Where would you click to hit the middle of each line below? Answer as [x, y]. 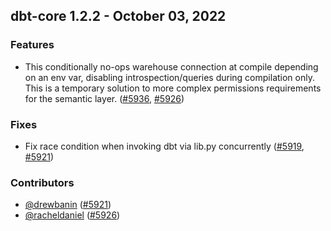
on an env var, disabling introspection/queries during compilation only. [169, 77]
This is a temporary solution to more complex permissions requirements [173, 88]
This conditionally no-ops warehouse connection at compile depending [171, 66]
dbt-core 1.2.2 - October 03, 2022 [118, 16]
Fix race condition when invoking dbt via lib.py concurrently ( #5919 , [164, 146]
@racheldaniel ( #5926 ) [72, 215]
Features [32, 45]
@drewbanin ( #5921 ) [68, 205]
